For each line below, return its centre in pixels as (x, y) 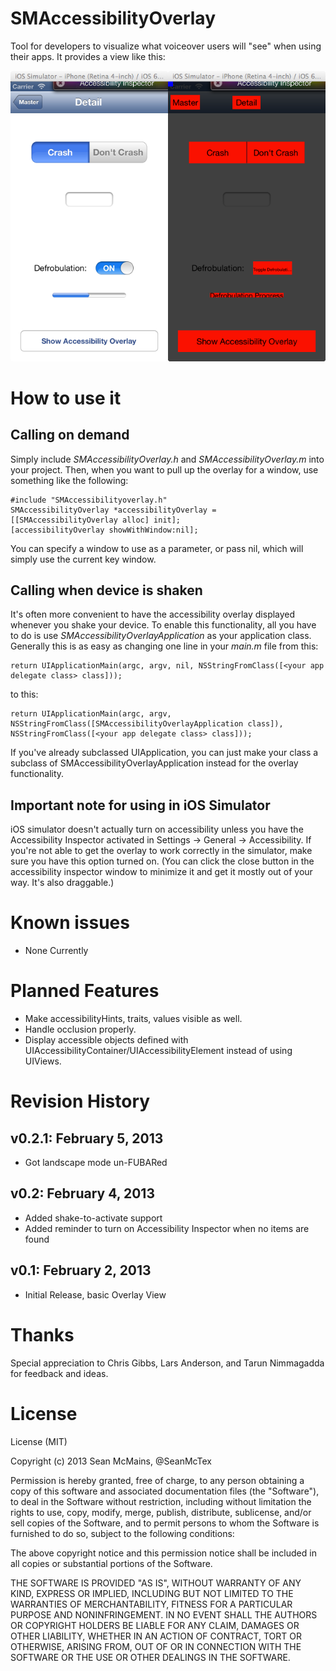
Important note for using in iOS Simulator (140, 805)
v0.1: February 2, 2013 (81, 1270)
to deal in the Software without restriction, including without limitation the (161, 1501)
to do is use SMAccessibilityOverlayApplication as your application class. (161, 636)
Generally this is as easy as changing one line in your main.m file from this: (164, 646)
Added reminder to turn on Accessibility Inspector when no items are (167, 1228)
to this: (24, 694)
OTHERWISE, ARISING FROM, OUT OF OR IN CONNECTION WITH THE (156, 1646)
